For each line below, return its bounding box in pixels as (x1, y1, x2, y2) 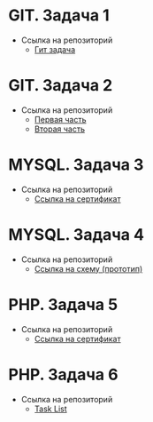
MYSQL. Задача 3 (8, 155, 144, 175)
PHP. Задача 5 (8, 294, 119, 315)
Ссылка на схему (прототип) (34, 263, 143, 274)
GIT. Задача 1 (8, 5, 110, 26)
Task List (34, 403, 67, 414)
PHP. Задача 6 (8, 364, 119, 385)
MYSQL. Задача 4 (8, 225, 145, 244)
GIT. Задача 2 (8, 76, 113, 96)
